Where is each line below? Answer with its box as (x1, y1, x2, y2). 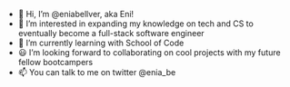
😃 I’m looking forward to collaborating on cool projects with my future (17, 47, 281, 58)
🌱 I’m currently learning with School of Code (17, 37, 185, 48)
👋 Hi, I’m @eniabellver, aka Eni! (17, 9, 135, 19)
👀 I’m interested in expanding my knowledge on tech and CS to (17, 18, 255, 29)
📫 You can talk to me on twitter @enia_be (17, 67, 176, 77)
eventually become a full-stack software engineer (17, 28, 205, 38)
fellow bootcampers (17, 57, 94, 67)
